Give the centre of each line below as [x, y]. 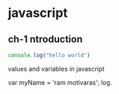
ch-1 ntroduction [45, 39]
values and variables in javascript [56, 69]
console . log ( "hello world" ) [49, 55]
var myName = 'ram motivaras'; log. [60, 82]
